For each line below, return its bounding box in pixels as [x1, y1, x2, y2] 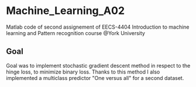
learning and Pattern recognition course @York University [6, 29, 145, 36]
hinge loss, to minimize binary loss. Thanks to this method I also [6, 68, 160, 75]
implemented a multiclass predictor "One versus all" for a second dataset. [6, 74, 184, 81]
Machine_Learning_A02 [6, 4, 125, 18]
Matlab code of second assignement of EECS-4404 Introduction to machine [6, 23, 190, 30]
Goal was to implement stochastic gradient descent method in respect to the [6, 62, 191, 69]
